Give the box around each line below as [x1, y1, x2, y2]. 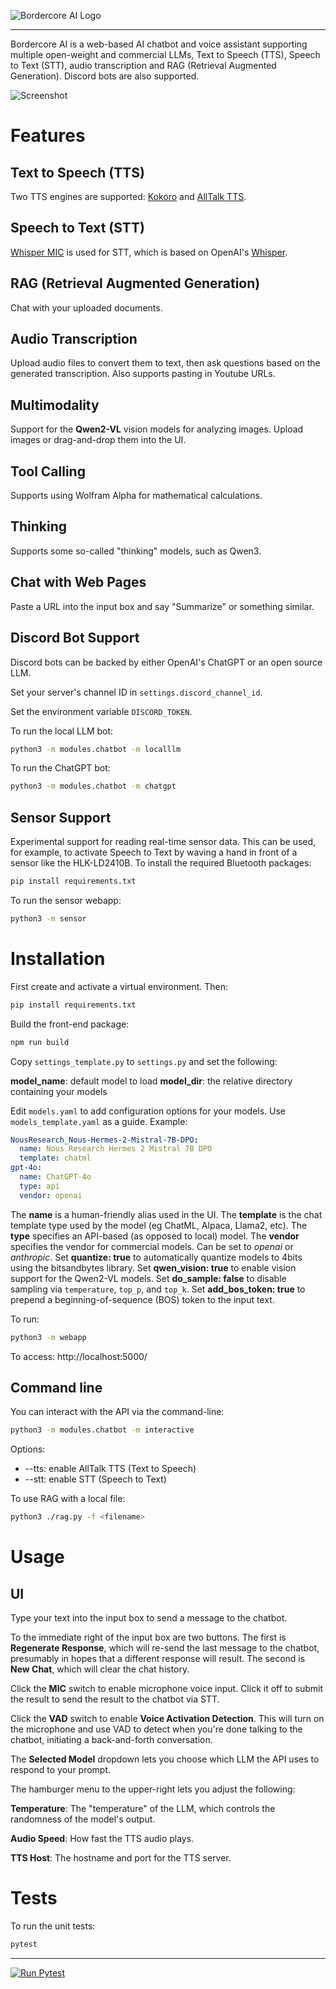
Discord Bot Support [10, 630, 140, 647]
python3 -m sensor [10, 913, 87, 924]
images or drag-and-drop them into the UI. [10, 434, 187, 446]
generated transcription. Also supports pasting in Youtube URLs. [10, 368, 276, 380]
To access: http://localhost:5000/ [10, 1350, 148, 1362]
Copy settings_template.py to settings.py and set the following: [10, 1055, 278, 1067]
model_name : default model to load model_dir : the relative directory [10, 1075, 293, 1087]
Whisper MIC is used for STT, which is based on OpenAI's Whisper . [10, 246, 288, 258]
